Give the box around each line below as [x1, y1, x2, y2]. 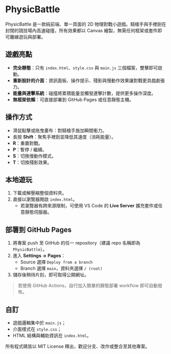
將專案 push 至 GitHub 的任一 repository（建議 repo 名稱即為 [12, 240, 140, 246]
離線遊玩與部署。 [9, 34, 46, 40]
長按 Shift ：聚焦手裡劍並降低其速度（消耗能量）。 [12, 133, 116, 140]
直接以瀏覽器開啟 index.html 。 [12, 196, 78, 202]
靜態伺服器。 [25, 209, 52, 215]
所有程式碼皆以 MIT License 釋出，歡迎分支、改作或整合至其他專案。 [5, 343, 150, 349]
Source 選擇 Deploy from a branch [20, 259, 93, 265]
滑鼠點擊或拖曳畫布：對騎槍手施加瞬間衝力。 [12, 127, 107, 133]
